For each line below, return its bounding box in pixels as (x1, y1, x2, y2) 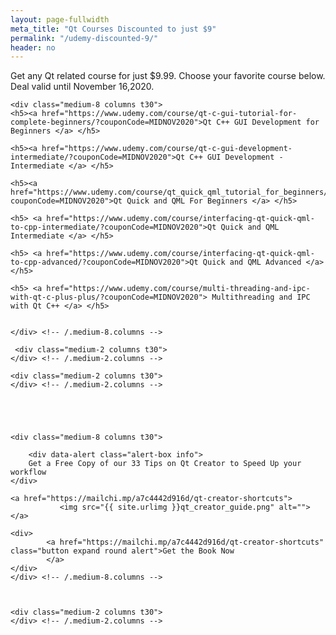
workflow (10, 467, 47, 478)
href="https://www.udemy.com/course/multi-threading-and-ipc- (46, 284, 311, 294)
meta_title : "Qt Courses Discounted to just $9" (10, 24, 217, 34)
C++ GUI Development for (216, 117, 320, 128)
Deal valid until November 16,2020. (10, 81, 155, 93)
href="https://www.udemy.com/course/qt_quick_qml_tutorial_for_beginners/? (10, 187, 333, 198)
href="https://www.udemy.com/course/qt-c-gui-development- (41, 144, 293, 154)
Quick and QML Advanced (202, 257, 302, 268)
